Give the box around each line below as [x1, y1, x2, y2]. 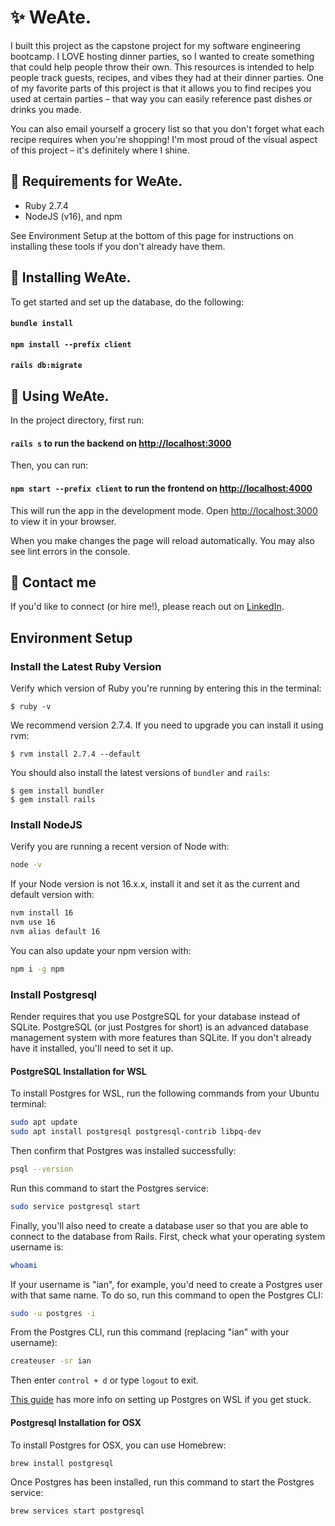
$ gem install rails [10, 795, 97, 805]
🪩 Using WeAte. [10, 387, 110, 405]
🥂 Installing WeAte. [10, 269, 132, 286]
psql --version [10, 1164, 74, 1174]
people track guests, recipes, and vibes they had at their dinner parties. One [10, 71, 325, 83]
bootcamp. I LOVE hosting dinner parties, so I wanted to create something [10, 50, 315, 62]
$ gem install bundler [10, 786, 105, 796]
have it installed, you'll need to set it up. [10, 1042, 174, 1055]
